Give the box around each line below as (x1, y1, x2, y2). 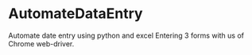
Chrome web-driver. (8, 38, 75, 48)
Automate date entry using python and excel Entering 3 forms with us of (8, 31, 245, 40)
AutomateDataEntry (8, 5, 143, 23)
